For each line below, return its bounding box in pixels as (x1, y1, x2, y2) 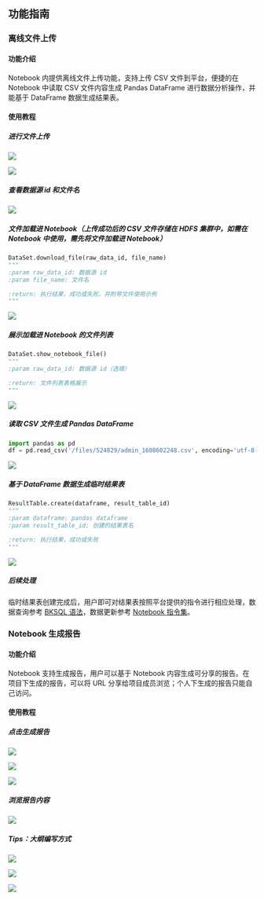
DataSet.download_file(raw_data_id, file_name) (8, 254, 167, 262)
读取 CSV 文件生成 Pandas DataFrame (8, 419, 134, 428)
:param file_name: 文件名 (8, 276, 90, 284)
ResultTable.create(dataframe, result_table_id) (8, 500, 170, 508)
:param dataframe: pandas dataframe (8, 514, 128, 523)
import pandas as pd (8, 439, 76, 447)
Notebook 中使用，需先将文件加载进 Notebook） (8, 233, 167, 243)
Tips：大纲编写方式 (8, 834, 71, 843)
